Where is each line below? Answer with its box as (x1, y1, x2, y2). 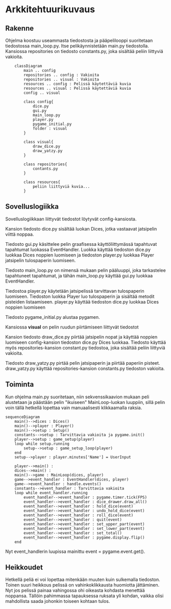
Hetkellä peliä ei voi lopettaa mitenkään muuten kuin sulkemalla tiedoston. (5, 576, 161, 582)
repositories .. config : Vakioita (23, 72, 100, 78)
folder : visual (32, 126, 67, 131)
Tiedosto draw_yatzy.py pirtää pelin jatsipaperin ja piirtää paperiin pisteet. (5, 360, 160, 366)
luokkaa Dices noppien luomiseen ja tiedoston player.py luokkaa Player (5, 251, 155, 258)
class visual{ (23, 139, 54, 144)
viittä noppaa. (5, 231, 34, 237)
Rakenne (5, 24, 34, 33)
